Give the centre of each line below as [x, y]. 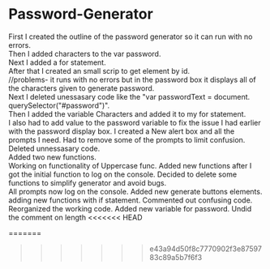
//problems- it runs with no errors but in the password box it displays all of [133, 79]
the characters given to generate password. [81, 88]
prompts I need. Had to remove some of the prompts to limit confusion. [127, 139]
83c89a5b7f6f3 [176, 257]
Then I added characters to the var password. [85, 53]
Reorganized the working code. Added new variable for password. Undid [130, 208]
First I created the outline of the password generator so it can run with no [131, 36]
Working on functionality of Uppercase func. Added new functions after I [130, 165]
